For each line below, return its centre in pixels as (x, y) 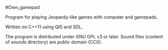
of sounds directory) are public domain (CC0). (54, 42)
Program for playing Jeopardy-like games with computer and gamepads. (81, 17)
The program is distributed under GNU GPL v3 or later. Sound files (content (84, 37)
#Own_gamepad (22, 7)
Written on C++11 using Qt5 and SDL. (44, 27)
